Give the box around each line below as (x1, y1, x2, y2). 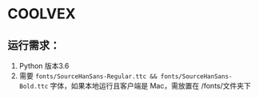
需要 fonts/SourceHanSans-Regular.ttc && (18, 71, 157, 80)
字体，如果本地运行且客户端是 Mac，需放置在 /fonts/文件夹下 (50, 81, 251, 90)
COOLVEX (7, 5, 77, 23)
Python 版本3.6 (18, 61, 70, 70)
